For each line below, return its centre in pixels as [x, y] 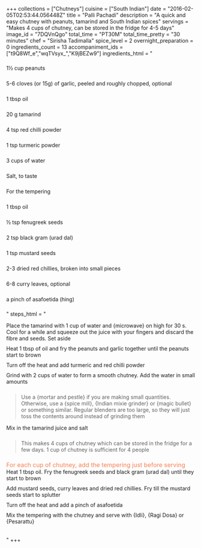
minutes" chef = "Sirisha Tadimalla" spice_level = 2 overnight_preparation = [100, 41]
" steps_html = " [26, 314]
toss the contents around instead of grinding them [83, 416]
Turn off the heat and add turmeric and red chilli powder [76, 365]
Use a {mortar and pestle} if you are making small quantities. [96, 397]
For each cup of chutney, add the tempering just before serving [96, 465]
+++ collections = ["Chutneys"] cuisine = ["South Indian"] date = [86, 9]
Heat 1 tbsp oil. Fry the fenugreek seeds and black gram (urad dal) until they [100, 472]
